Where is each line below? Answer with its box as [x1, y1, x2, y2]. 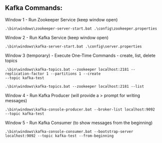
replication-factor [5, 71, 45, 76]
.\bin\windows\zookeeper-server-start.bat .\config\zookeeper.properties [5, 26, 158, 31]
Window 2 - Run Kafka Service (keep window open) [5, 34, 109, 40]
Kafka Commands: [5, 4, 63, 12]
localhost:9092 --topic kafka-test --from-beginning [5, 133, 114, 138]
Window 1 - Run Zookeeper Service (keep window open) [5, 16, 118, 22]
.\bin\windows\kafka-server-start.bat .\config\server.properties [5, 44, 142, 49]
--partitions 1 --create [50, 71, 101, 76]
